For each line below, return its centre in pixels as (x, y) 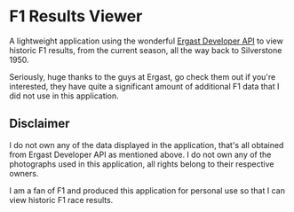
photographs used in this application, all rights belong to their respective (142, 164)
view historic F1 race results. (61, 200)
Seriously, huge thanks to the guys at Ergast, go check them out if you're (143, 76)
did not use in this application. (64, 96)
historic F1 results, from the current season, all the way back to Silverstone (146, 50)
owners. (24, 173)
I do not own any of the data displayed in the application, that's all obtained (147, 145)
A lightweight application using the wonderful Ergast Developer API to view (147, 41)
